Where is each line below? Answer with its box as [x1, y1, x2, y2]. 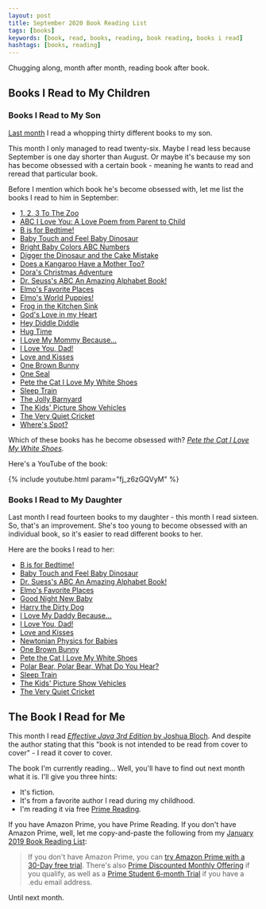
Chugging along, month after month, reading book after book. [8, 63, 210, 72]
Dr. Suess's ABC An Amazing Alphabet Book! [19, 577, 168, 587]
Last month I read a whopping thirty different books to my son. [8, 128, 213, 138]
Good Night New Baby [19, 594, 93, 603]
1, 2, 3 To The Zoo [19, 208, 79, 217]
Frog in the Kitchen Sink [19, 301, 98, 310]
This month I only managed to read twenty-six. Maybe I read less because [8, 143, 251, 153]
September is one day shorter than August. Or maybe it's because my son [8, 152, 251, 162]
